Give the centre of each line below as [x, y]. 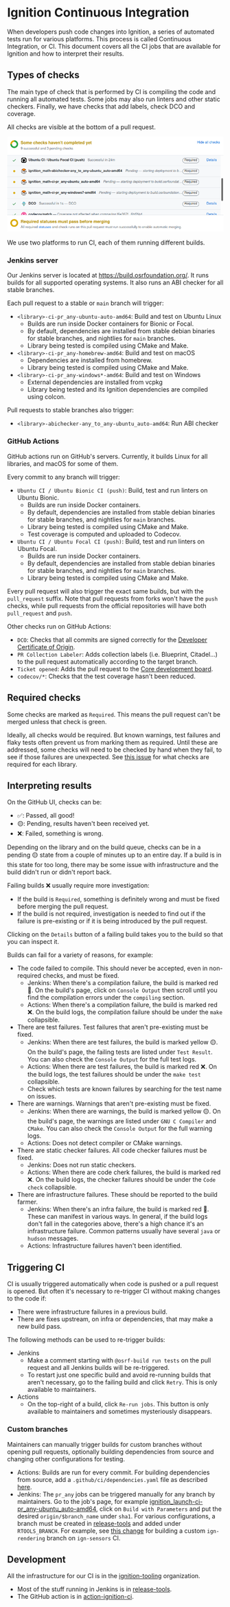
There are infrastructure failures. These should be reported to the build [117, 1195]
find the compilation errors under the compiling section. [106, 998]
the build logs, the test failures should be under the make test [114, 1075]
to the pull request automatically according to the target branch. [107, 662]
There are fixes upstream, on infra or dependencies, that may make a [115, 1319]
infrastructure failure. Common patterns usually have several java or [124, 1231]
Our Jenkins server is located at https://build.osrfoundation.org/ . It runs [108, 276]
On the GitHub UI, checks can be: [55, 802]
